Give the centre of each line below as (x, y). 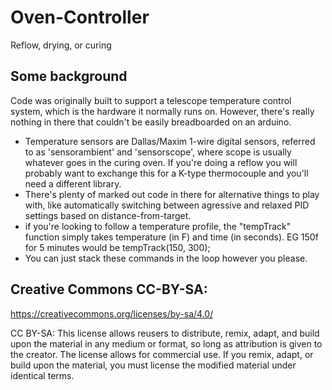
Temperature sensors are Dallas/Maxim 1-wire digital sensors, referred (170, 141)
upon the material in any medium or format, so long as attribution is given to (166, 343)
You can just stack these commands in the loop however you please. (166, 258)
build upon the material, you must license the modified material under (153, 365)
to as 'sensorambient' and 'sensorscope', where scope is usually (158, 152)
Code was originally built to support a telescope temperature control (151, 100)
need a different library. (73, 183)
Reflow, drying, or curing (61, 45)
